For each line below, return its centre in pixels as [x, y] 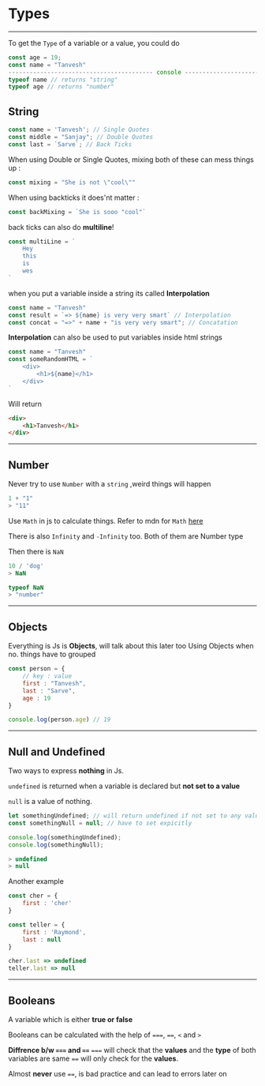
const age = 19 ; [35, 57]
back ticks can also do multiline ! [61, 227]
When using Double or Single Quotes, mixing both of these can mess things [131, 160]
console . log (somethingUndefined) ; [65, 837]
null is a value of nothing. [50, 802]
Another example [36, 881]
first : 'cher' [47, 904]
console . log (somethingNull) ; [56, 845]
